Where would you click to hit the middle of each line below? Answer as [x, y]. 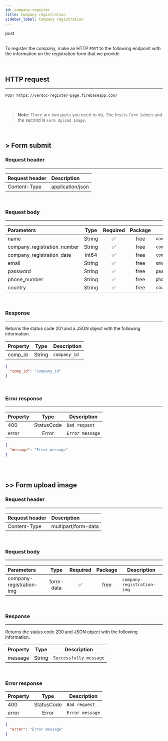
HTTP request [27, 79]
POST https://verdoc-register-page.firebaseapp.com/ [61, 96]
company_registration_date [39, 255]
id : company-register [28, 10]
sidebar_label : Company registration [44, 19]
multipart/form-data [75, 526]
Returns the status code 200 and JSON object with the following [71, 632]
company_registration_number [43, 247]
